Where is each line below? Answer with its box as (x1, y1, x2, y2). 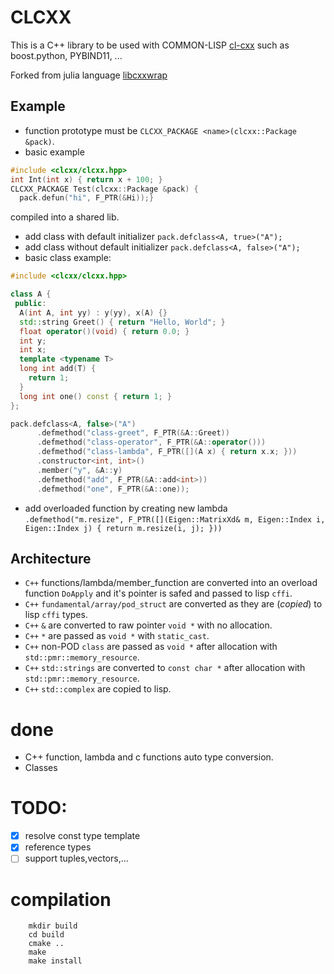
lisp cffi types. (24, 609, 88, 621)
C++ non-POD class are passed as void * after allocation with (24, 641, 278, 653)
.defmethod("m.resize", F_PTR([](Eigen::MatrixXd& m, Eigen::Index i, (24, 514, 326, 525)
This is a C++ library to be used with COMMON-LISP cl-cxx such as (10, 39, 290, 51)
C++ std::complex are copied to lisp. (24, 683, 172, 695)
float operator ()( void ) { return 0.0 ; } (19, 326, 190, 336)
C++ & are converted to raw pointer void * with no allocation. (24, 619, 273, 631)
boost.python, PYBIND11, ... (10, 49, 123, 61)
